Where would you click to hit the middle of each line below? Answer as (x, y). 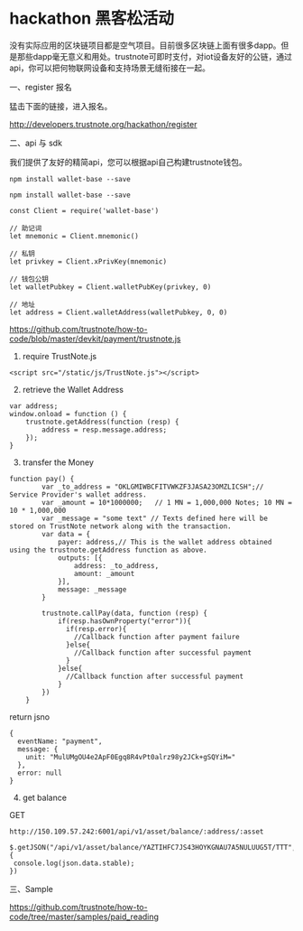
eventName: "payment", (60, 741)
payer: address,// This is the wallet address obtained (165, 542)
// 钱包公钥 (29, 279)
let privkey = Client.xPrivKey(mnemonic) (88, 261)
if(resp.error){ (96, 628)
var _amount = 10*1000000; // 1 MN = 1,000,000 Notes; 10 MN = (167, 502)
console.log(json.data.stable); (74, 863)
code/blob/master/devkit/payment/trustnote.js (95, 339)
